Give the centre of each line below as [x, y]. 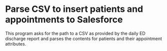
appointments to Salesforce [64, 20]
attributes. [16, 44]
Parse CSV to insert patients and [74, 9]
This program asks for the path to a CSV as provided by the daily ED [75, 33]
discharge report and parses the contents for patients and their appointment [84, 39]
